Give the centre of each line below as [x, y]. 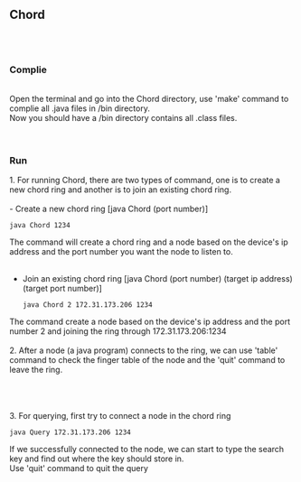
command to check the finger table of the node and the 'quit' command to [147, 360]
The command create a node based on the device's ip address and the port [150, 322]
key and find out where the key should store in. [97, 459]
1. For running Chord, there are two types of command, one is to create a [145, 181]
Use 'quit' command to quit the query [79, 468]
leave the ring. [36, 370]
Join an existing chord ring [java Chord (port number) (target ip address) [158, 279]
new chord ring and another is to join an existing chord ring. [121, 190]
